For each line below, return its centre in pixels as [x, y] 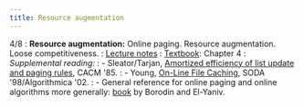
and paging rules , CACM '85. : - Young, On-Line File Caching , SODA [137, 72]
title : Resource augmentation [67, 18]
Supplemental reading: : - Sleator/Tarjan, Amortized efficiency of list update [152, 63]
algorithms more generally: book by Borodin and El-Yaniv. [117, 92]
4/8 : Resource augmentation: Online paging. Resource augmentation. [143, 43]
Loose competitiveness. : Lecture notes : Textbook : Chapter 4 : [128, 53]
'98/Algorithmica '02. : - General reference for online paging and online [143, 82]
